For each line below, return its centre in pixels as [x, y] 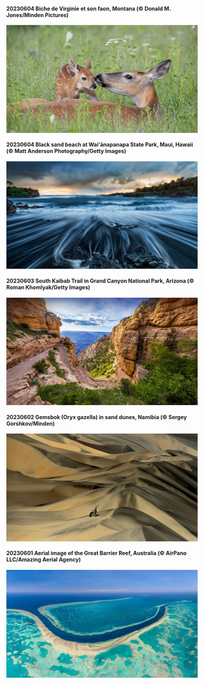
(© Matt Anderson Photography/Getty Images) [66, 151]
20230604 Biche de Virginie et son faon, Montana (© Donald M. [89, 9]
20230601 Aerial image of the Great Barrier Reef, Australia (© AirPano [97, 553]
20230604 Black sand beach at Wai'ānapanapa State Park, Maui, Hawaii [100, 145]
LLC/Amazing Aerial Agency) [43, 559]
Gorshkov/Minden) [31, 423]
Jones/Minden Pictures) [37, 15]
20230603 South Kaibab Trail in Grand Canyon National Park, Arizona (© [100, 281]
